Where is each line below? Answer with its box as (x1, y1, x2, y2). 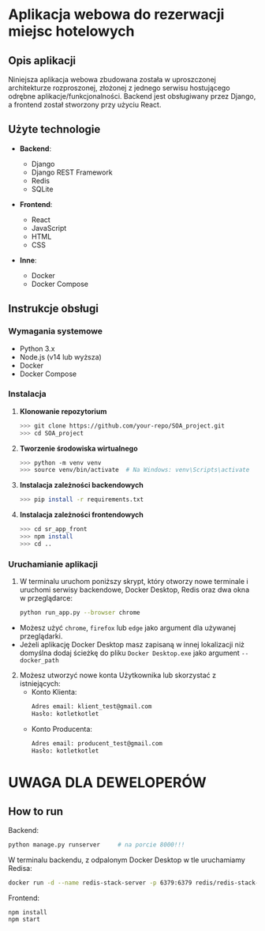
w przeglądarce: (19, 594, 73, 603)
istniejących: (19, 678, 61, 688)
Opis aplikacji (8, 54, 77, 67)
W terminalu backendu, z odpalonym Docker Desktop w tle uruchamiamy (8, 855, 246, 865)
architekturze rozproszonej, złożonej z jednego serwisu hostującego (8, 83, 230, 92)
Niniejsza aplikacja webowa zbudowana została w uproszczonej (8, 75, 217, 84)
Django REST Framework (31, 168, 113, 177)
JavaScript (31, 223, 67, 232)
